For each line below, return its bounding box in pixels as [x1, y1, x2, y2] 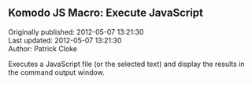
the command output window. [8, 67, 105, 77]
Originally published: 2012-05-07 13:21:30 [8, 27, 144, 36]
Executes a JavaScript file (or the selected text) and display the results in [8, 59, 245, 68]
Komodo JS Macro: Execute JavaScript [8, 6, 203, 20]
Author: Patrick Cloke [8, 43, 77, 54]
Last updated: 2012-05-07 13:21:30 [8, 35, 122, 45]
